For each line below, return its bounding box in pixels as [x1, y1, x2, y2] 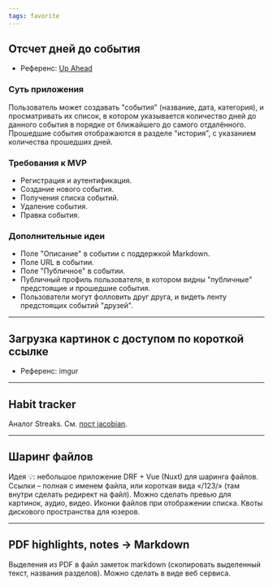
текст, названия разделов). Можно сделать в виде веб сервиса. [8, 568, 232, 578]
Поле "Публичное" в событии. [19, 266, 126, 276]
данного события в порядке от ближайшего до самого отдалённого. [8, 119, 246, 129]
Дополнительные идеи [8, 230, 106, 241]
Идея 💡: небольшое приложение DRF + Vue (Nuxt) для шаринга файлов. [8, 471, 258, 481]
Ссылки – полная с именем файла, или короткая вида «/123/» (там [8, 480, 240, 490]
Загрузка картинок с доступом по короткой [8, 332, 245, 345]
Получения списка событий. [19, 193, 119, 203]
